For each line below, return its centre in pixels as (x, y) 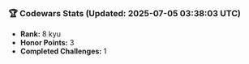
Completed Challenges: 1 (63, 51)
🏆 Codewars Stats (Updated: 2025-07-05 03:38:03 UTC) (124, 13)
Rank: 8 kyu (40, 34)
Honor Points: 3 (47, 43)
